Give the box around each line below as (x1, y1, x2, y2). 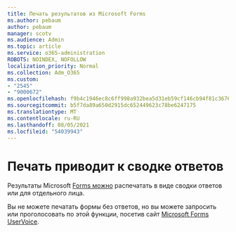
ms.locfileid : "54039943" (7, 128, 83, 135)
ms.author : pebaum (7, 17, 61, 24)
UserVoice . (7, 217, 40, 226)
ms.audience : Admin (7, 37, 65, 44)
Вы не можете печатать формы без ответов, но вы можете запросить (7, 202, 216, 211)
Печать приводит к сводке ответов (7, 158, 224, 174)
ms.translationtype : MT (7, 108, 77, 115)
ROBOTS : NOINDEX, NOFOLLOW (7, 56, 86, 63)
